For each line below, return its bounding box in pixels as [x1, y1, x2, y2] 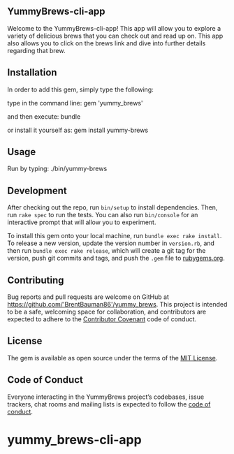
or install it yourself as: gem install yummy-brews [7, 126, 149, 134]
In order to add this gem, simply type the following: [7, 85, 154, 94]
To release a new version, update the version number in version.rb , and [7, 239, 215, 247]
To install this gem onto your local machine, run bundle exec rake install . [7, 232, 222, 240]
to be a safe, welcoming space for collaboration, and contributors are [7, 307, 207, 316]
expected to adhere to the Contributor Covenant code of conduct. [7, 315, 197, 323]
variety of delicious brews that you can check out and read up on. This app [7, 31, 224, 40]
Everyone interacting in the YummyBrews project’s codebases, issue [7, 393, 205, 401]
